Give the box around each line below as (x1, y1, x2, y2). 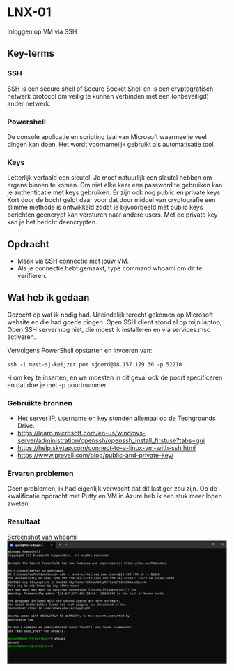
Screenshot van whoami (7, 533, 77, 541)
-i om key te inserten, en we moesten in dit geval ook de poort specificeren (7, 373, 223, 382)
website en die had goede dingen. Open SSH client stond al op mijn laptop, (7, 317, 222, 326)
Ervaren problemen (7, 469, 75, 479)
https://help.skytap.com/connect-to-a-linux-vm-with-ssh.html (17, 444, 196, 452)
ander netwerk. (7, 99, 51, 108)
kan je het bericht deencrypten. (7, 218, 97, 226)
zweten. (7, 499, 31, 507)
